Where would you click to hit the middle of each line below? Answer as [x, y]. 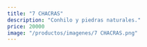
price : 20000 [26, 26]
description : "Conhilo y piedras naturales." [74, 20]
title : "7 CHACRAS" [35, 13]
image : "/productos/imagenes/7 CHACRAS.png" [72, 33]
